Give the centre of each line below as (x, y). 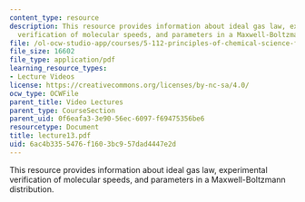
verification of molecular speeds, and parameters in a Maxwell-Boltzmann (148, 179)
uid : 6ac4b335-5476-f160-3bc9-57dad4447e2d (93, 144)
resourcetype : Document (54, 128)
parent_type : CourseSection (63, 111)
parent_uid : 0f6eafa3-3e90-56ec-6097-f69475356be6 (107, 119)
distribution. (32, 189)
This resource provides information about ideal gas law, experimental (138, 169)
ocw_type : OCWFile (44, 93)
